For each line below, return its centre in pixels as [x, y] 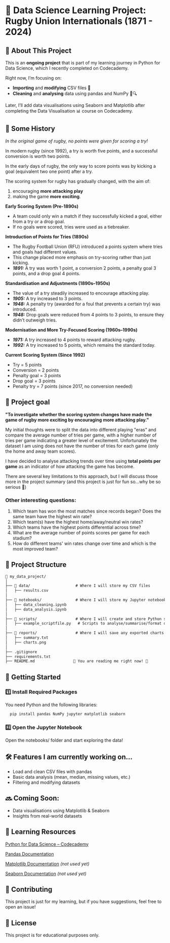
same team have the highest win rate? [52, 516]
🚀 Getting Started [33, 677]
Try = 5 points [27, 365]
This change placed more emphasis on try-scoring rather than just [82, 257]
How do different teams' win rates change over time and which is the [84, 543]
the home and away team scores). [41, 451]
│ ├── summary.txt [27, 638]
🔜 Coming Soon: [32, 798]
